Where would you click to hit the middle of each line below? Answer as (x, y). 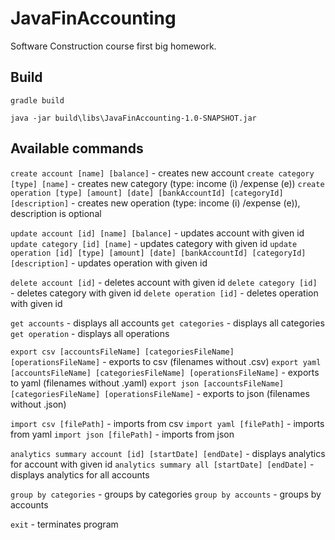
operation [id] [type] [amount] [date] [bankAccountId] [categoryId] (158, 253)
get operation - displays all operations (90, 333)
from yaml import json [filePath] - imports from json (122, 434)
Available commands (77, 148)
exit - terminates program (64, 524)
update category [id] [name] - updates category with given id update (154, 243)
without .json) (38, 404)
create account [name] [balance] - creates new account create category (162, 173)
